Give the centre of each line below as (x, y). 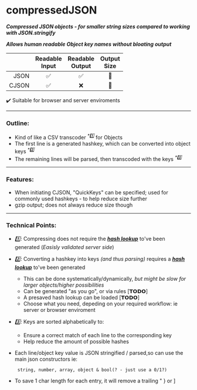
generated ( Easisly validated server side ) (64, 247)
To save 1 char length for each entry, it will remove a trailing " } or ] (95, 381)
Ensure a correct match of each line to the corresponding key (97, 335)
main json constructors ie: (46, 359)
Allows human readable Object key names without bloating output (89, 44)
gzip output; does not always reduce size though (74, 205)
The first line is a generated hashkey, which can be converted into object (102, 143)
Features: (20, 180)
